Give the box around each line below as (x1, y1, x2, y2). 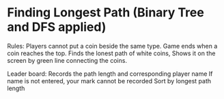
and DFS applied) (7, 19, 107, 35)
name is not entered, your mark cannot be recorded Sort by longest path (7, 76, 212, 85)
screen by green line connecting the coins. (7, 56, 128, 64)
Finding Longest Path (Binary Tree (7, 5, 205, 20)
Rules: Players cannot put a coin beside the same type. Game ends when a (7, 42, 218, 50)
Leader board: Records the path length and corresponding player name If (7, 70, 213, 78)
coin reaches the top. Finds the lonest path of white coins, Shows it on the (7, 49, 216, 57)
